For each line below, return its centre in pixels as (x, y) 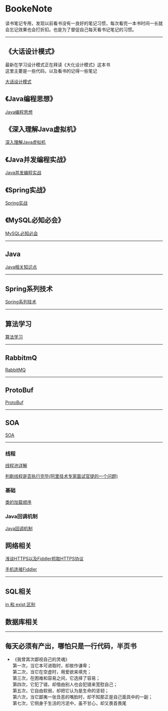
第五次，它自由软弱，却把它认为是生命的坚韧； (60, 690)
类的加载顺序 (18, 502)
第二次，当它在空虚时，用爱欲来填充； (52, 672)
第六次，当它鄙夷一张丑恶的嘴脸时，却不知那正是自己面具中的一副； (82, 697)
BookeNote (29, 9)
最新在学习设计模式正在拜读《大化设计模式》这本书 (58, 64)
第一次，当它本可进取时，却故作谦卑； (52, 665)
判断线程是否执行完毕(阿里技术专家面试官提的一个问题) (62, 476)
